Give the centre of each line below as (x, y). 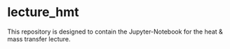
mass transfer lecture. (39, 38)
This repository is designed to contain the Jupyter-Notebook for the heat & (115, 31)
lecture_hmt (43, 12)
